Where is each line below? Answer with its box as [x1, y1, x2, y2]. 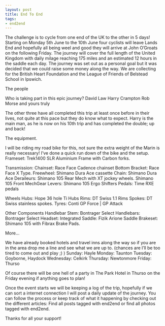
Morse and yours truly [5, 100, 50, 106]
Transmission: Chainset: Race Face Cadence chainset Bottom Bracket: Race [5, 165, 159, 171]
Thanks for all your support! [5, 316, 62, 322]
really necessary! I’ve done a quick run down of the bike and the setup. [5, 150, 149, 156]
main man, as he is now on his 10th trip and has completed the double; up [5, 121, 155, 127]
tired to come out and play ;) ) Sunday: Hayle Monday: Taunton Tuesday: [5, 250, 152, 256]
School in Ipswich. [5, 76, 42, 82]
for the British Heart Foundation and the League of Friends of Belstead [5, 71, 148, 77]
